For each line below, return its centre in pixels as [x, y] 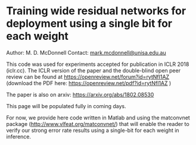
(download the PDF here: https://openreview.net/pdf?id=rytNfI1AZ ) [89, 83]
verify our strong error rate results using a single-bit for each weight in [93, 130]
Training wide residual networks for [96, 11]
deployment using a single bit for [89, 23]
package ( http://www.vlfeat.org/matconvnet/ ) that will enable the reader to [98, 124]
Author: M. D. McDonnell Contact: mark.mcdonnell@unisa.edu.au [86, 52]
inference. [19, 136]
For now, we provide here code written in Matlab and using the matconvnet [98, 118]
